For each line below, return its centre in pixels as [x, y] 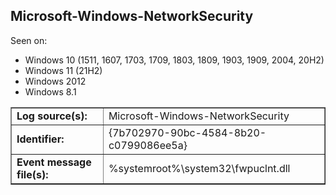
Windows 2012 [55, 81]
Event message [54, 162]
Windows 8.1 [50, 91]
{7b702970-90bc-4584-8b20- [187, 132]
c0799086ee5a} [148, 145]
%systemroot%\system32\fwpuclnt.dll [199, 168]
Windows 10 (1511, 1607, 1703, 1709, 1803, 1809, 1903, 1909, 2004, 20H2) [174, 60]
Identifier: [40, 139]
